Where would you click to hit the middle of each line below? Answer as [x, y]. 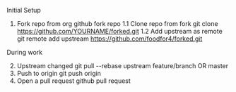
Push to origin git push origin [59, 73]
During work [25, 52]
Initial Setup [24, 10]
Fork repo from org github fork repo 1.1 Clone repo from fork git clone [117, 24]
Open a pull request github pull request [74, 81]
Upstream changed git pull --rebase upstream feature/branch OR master [123, 66]
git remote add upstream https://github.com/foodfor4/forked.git [110, 39]
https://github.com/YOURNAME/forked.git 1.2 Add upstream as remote [120, 31]
